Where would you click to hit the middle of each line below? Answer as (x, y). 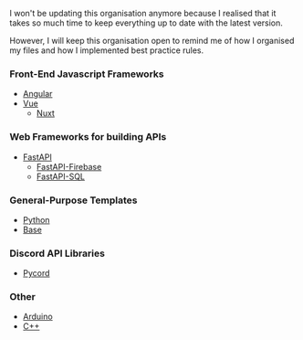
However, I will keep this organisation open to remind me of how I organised (152, 41)
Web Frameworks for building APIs (88, 137)
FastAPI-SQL (60, 176)
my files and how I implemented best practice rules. (106, 50)
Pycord (36, 273)
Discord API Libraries (57, 253)
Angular (37, 94)
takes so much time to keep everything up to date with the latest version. (146, 23)
